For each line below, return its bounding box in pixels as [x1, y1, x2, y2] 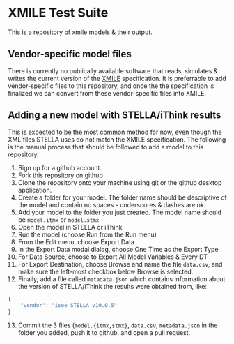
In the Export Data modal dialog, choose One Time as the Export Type [17, 245, 219, 253]
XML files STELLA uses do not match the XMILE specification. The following [8, 135, 226, 144]
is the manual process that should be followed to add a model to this [8, 142, 204, 151]
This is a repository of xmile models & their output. [8, 28, 153, 36]
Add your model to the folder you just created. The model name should [17, 208, 222, 216]
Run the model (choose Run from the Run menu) [17, 230, 157, 239]
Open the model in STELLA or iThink [17, 223, 123, 231]
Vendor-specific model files [8, 48, 132, 60]
